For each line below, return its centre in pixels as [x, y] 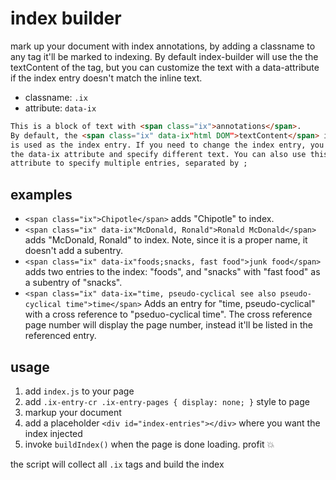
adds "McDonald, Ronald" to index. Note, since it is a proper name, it [166, 240]
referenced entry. [60, 336]
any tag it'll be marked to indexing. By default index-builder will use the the [164, 56]
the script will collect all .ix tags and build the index [117, 464]
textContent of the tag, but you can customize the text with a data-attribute [165, 67]
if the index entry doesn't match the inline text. [106, 78]
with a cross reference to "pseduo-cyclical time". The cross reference [168, 314]
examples [41, 194]
